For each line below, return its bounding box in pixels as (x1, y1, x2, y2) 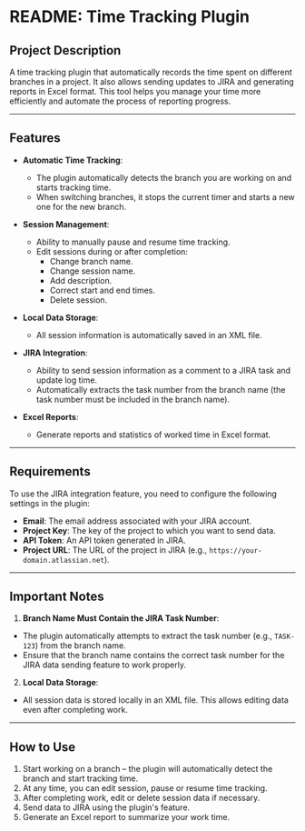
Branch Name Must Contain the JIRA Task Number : (22, 613, 220, 624)
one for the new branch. (35, 201, 127, 212)
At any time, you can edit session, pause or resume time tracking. (22, 783, 268, 794)
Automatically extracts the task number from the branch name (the (35, 384, 286, 395)
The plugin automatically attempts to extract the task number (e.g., (22, 630, 272, 642)
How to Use (9, 739, 76, 755)
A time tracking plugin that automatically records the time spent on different (9, 66, 292, 77)
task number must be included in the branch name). (35, 394, 230, 405)
